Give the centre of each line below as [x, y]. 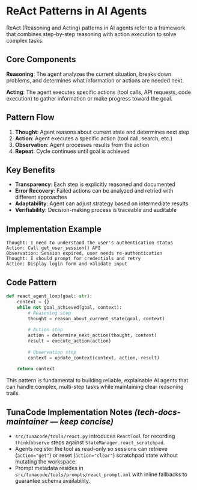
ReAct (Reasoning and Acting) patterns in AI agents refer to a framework [96, 28]
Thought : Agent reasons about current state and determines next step [102, 132]
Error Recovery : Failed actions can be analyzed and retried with [94, 191]
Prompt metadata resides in [49, 468]
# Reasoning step [49, 313]
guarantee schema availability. [53, 481]
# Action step [45, 330]
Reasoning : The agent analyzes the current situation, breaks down [89, 74]
